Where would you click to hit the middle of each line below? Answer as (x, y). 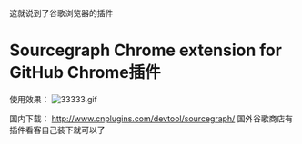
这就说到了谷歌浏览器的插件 (61, 13)
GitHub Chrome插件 (85, 73)
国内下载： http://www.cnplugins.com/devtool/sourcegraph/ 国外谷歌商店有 (151, 118)
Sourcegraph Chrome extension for (146, 50)
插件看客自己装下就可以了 (57, 130)
